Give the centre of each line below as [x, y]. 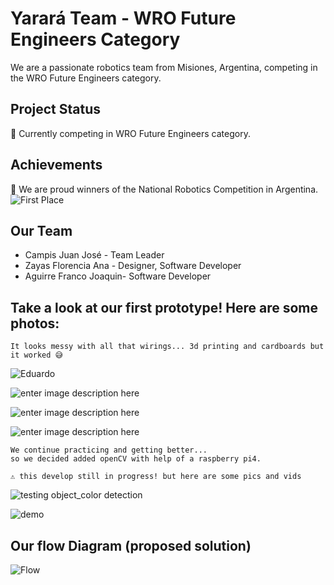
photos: [35, 323]
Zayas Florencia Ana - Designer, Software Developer [133, 266]
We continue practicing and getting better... [109, 450]
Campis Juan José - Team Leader [94, 255]
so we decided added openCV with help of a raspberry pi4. [136, 459]
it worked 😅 [36, 355]
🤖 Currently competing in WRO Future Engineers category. [130, 133]
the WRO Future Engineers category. [86, 78]
